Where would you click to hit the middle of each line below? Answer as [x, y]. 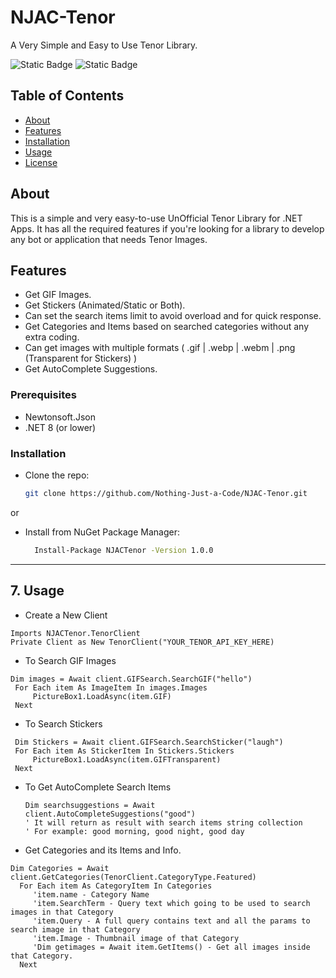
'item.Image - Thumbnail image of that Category [136, 938]
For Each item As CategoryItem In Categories [116, 886]
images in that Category [62, 912]
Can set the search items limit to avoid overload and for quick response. [173, 316]
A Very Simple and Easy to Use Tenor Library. [104, 45]
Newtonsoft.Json [60, 417]
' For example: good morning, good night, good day [134, 831]
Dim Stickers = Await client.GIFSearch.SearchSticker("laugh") [149, 742]
